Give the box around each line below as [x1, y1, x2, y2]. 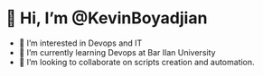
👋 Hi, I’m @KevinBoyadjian [5, 8, 208, 29]
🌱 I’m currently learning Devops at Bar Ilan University [18, 46, 216, 57]
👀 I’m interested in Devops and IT [18, 38, 143, 48]
